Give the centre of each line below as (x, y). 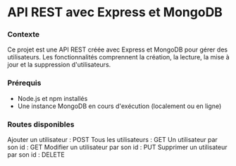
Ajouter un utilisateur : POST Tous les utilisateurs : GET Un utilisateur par (113, 140)
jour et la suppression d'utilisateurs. (59, 65)
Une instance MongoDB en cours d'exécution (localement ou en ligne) (119, 106)
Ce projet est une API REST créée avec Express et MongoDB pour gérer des (117, 49)
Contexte (24, 35)
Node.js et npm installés (52, 98)
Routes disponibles (41, 124)
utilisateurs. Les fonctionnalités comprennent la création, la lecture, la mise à (118, 57)
